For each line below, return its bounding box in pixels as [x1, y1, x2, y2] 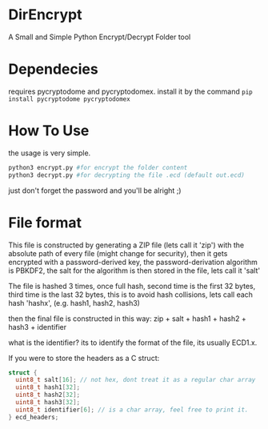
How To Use [8, 122, 90, 140]
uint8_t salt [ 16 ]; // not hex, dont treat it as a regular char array [15, 376, 256, 384]
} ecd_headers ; [8, 413, 59, 421]
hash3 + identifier [8, 322, 66, 331]
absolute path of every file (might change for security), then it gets [8, 248, 228, 258]
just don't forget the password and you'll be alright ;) [8, 186, 182, 195]
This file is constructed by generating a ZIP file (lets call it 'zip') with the [8, 240, 245, 250]
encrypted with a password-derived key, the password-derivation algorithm [8, 257, 258, 267]
